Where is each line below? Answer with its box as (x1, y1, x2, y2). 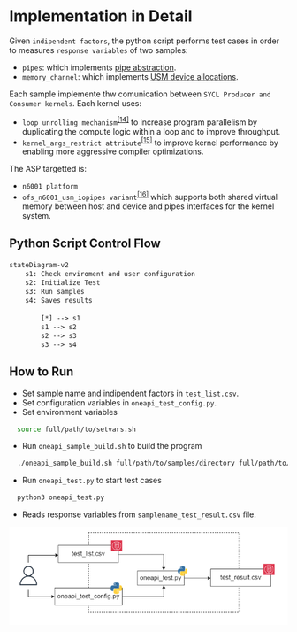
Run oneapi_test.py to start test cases (21, 475, 162, 486)
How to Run (9, 365, 74, 380)
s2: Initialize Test (25, 278, 101, 287)
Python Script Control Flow (9, 236, 161, 251)
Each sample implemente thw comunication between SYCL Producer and (9, 89, 271, 99)
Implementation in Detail (9, 6, 193, 27)
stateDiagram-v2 (9, 260, 69, 269)
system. (21, 210, 51, 220)
